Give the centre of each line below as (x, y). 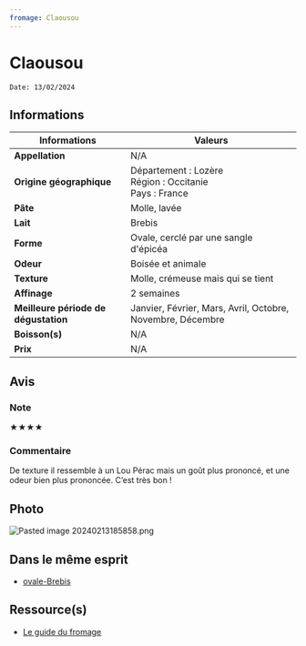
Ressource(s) (49, 610)
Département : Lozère (177, 171)
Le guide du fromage (62, 631)
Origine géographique (63, 182)
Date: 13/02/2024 (42, 87)
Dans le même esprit (69, 559)
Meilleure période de (60, 308)
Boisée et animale (168, 264)
